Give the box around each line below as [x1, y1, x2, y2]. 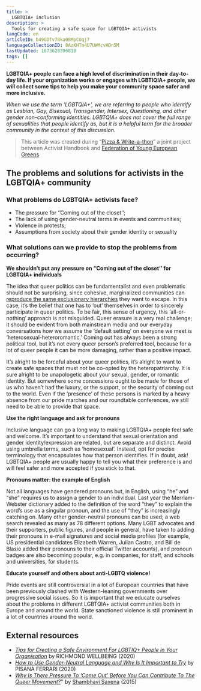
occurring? [6, 251, 40, 259]
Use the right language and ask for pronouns [6, 414, 120, 421]
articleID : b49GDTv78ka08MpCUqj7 [6, 37, 90, 43]
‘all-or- [169, 308, 186, 315]
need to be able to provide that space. [6, 403, 101, 410]
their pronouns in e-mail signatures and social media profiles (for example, [6, 532, 190, 540]
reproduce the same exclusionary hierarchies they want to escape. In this [6, 295, 188, 302]
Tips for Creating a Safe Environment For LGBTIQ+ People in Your [14, 647, 178, 654]
